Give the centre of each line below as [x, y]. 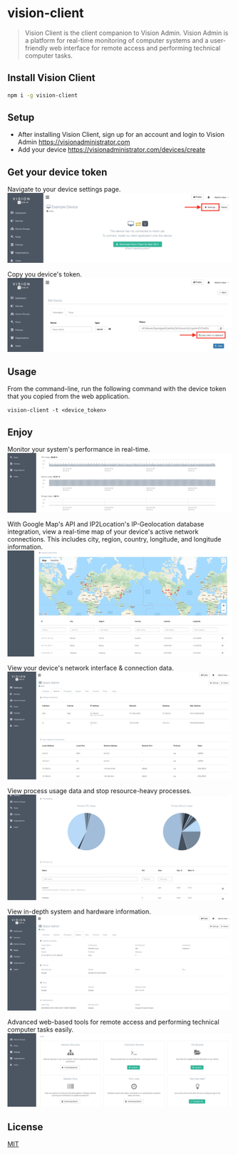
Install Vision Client [52, 78]
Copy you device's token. [45, 274]
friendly [36, 48]
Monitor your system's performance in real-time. [79, 450]
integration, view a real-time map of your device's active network [103, 532]
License [25, 1127]
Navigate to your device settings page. [64, 190]
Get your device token [57, 172]
